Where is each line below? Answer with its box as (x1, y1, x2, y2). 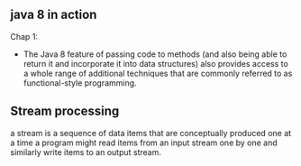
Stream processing (10, 104, 120, 119)
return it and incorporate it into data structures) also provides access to (23, 58, 289, 69)
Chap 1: (10, 31, 39, 41)
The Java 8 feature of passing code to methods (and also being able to (23, 49, 287, 60)
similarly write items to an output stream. (10, 146, 161, 157)
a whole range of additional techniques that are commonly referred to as (23, 68, 293, 78)
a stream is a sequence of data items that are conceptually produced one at (10, 127, 292, 138)
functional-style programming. (23, 77, 138, 88)
